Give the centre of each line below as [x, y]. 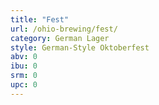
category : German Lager [60, 38]
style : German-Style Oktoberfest [80, 47]
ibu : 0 [24, 66]
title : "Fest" [40, 19]
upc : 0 [24, 85]
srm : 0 [24, 76]
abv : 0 [24, 57]
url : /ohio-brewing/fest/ [64, 29]
